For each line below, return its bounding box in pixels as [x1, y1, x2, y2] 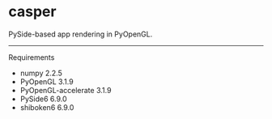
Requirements [8, 52, 55, 62]
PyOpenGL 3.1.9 [19, 76, 74, 87]
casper [8, 2, 57, 21]
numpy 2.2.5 [19, 68, 62, 78]
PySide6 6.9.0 [19, 94, 67, 104]
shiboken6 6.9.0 [19, 102, 74, 112]
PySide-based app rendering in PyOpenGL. [8, 29, 153, 39]
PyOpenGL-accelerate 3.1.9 [19, 85, 112, 95]
